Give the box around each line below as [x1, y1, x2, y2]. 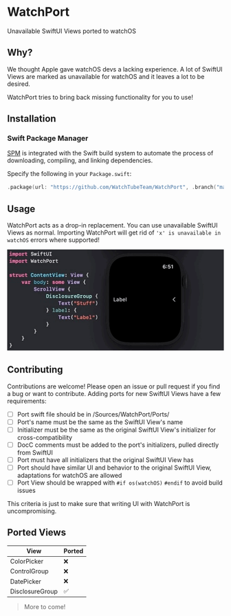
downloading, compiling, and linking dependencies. [7, 156, 153, 165]
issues [16, 486, 36, 495]
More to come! [23, 602, 66, 610]
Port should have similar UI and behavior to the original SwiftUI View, [16, 463, 212, 472]
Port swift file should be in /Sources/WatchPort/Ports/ [16, 410, 170, 418]
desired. [7, 80, 31, 88]
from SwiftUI [16, 448, 53, 456]
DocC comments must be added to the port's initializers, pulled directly [16, 441, 219, 449]
